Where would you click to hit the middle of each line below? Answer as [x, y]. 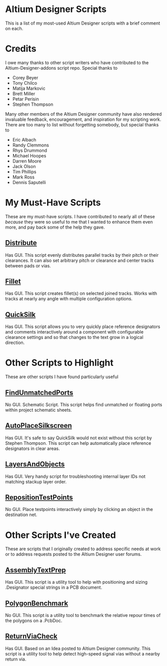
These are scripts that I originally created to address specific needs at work [83, 549]
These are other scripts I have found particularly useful [62, 377]
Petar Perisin [25, 99]
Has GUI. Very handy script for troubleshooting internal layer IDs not [75, 476]
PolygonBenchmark [37, 603]
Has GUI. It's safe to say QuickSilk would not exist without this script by [79, 438]
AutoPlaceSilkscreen [39, 426]
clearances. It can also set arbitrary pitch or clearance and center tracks [79, 260]
